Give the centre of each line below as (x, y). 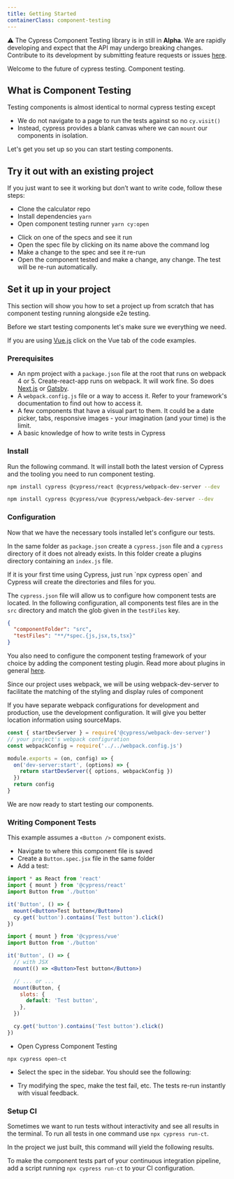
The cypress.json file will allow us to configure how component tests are (112, 595)
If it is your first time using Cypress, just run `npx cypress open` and (105, 574)
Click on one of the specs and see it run (75, 238)
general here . (27, 671)
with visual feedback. (48, 1093)
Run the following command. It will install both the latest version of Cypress (116, 466)
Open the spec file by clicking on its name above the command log (113, 245)
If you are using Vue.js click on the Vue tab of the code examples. (102, 340)
